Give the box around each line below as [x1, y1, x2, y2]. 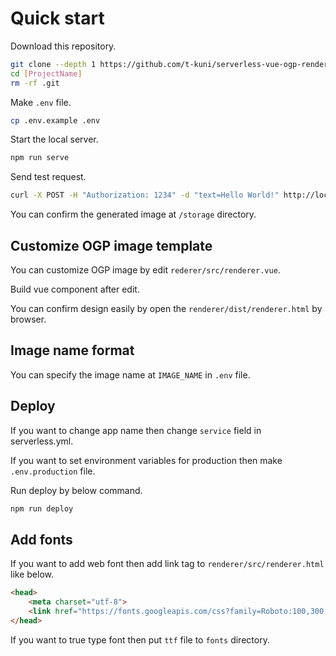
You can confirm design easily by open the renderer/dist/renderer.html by [10, 303, 323, 314]
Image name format [10, 342, 135, 359]
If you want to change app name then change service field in [10, 424, 262, 436]
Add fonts [10, 531, 73, 548]
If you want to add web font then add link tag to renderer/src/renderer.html [10, 558, 325, 570]
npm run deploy [10, 503, 74, 514]
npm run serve [10, 153, 70, 163]
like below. [10, 568, 54, 581]
